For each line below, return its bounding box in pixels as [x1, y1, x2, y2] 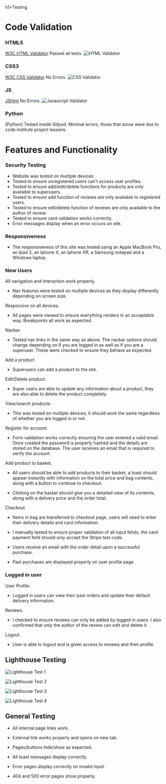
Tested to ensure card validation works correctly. [12, 215, 112, 221]
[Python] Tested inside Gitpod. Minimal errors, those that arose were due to [5, 121, 160, 127]
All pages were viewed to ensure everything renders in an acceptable [12, 312, 155, 318]
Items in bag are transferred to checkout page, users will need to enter [12, 514, 157, 520]
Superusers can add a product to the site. [12, 366, 98, 372]
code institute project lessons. [5, 126, 67, 133]
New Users [5, 267, 32, 274]
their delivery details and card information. [12, 520, 99, 526]
